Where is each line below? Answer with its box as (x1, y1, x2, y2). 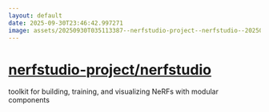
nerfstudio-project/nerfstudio (8, 60, 212, 79)
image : (8, 26, 30, 34)
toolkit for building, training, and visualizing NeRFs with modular (8, 87, 219, 96)
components (8, 95, 50, 105)
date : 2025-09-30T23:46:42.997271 (8, 19, 124, 27)
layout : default (8, 11, 62, 20)
